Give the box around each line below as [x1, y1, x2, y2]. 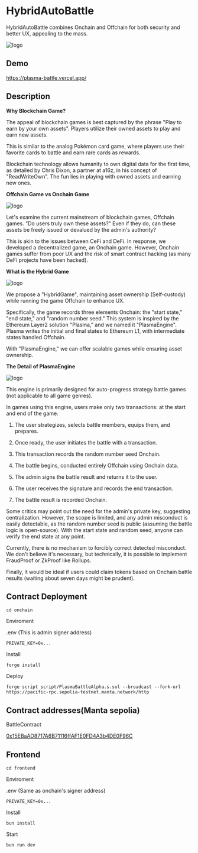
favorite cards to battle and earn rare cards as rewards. [6, 149, 141, 156]
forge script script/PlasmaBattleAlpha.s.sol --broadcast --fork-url [6, 684, 181, 690]
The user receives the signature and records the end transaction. [14, 485, 173, 492]
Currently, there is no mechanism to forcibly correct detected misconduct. [6, 544, 187, 551]
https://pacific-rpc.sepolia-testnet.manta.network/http [6, 689, 150, 695]
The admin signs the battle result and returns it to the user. [14, 473, 158, 480]
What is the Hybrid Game [6, 268, 69, 275]
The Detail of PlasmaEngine [6, 362, 76, 370]
